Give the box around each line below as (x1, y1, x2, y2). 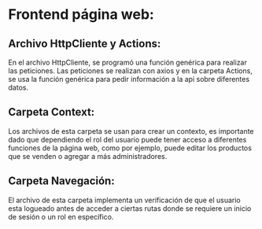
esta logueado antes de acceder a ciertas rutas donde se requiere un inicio (8, 203, 252, 213)
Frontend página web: (8, 6, 155, 24)
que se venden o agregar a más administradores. (8, 151, 168, 161)
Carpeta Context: (8, 105, 95, 119)
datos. (8, 83, 29, 92)
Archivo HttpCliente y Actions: (8, 37, 161, 50)
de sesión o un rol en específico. (8, 212, 114, 221)
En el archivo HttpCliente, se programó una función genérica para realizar (8, 57, 248, 67)
